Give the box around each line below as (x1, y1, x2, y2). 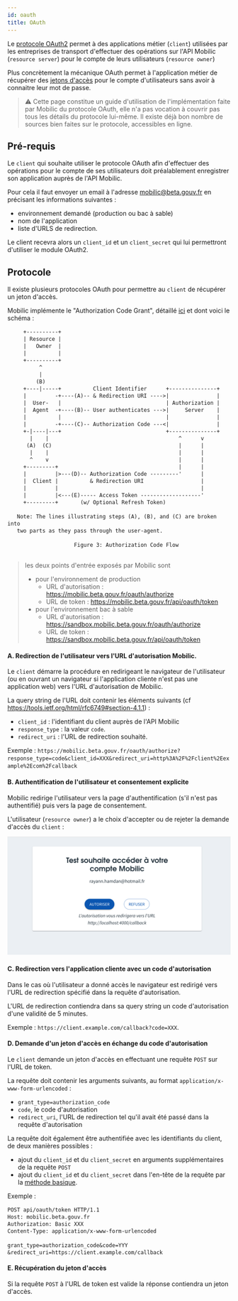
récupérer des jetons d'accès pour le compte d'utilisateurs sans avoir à (7, 75, 215, 85)
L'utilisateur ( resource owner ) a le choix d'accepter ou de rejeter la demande (7, 815, 229, 823)
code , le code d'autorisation (17, 1105, 98, 1114)
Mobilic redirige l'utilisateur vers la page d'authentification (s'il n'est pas (7, 793, 218, 802)
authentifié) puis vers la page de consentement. (7, 801, 147, 810)
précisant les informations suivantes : (7, 195, 117, 204)
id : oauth (7, 11, 37, 18)
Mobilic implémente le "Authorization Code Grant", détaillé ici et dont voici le (7, 306, 230, 315)
